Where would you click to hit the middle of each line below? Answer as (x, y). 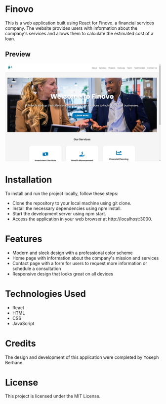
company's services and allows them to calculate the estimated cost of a (79, 33)
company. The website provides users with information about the (71, 28)
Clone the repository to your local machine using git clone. (72, 203)
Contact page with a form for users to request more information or (80, 263)
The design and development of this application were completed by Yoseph (82, 357)
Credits (21, 343)
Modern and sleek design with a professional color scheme (72, 253)
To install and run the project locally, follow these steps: (62, 193)
